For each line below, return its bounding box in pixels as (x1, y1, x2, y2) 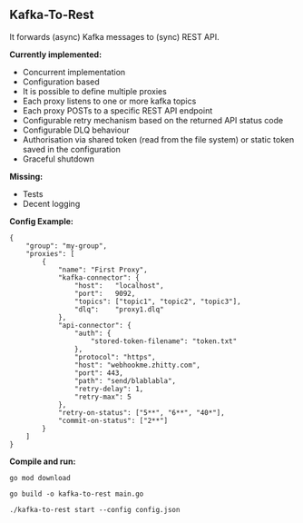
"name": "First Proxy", (57, 265, 148, 274)
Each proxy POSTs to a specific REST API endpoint (22, 104, 213, 116)
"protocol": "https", (73, 352, 156, 361)
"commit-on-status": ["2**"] (57, 416, 169, 425)
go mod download (9, 473, 71, 482)
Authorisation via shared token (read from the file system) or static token (22, 133, 295, 144)
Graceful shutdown (22, 153, 95, 164)
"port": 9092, (73, 289, 136, 298)
